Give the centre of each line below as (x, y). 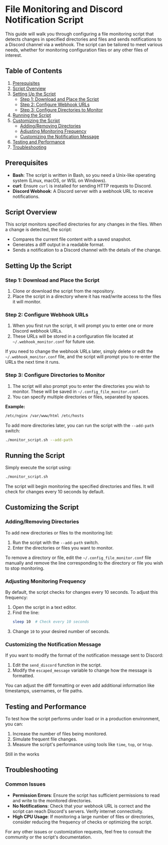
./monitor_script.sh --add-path (39, 440)
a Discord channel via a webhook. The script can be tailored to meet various (84, 44)
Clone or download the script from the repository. (64, 291)
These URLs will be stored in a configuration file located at (73, 336)
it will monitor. (27, 302)
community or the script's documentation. (49, 837)
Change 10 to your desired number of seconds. (61, 631)
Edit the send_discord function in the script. (57, 665)
